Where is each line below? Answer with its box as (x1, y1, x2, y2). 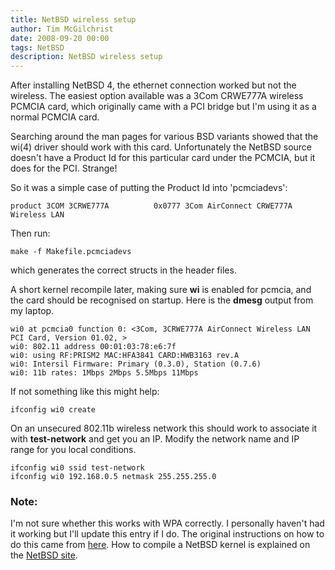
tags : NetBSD (10, 42, 65, 53)
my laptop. (10, 305, 55, 317)
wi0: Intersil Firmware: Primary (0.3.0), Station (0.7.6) (10, 359, 262, 370)
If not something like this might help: (10, 386, 160, 398)
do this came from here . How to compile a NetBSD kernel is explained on (10, 539, 311, 551)
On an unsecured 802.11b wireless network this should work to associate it (10, 422, 318, 435)
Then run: (10, 227, 51, 240)
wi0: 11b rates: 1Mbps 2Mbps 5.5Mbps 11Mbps (10, 368, 199, 378)
